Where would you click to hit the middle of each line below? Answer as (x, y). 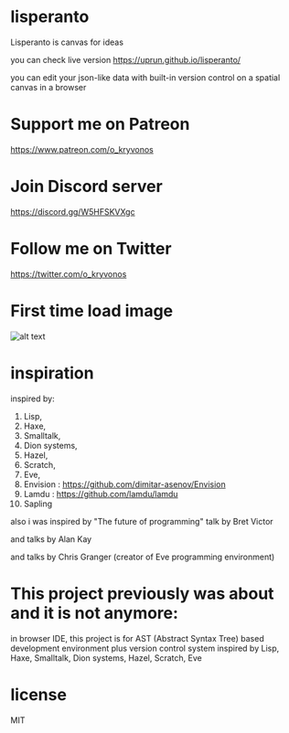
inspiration (52, 373)
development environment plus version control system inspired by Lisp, (145, 648)
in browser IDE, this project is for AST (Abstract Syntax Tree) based (137, 638)
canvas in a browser (48, 87)
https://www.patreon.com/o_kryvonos (82, 149)
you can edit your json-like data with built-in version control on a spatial (145, 77)
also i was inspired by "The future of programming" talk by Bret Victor (142, 521)
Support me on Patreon (100, 124)
